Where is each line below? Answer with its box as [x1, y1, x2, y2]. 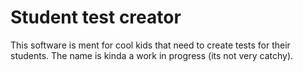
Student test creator [10, 6, 182, 29]
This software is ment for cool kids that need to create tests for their [10, 39, 291, 51]
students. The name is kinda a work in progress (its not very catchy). [10, 49, 294, 61]
